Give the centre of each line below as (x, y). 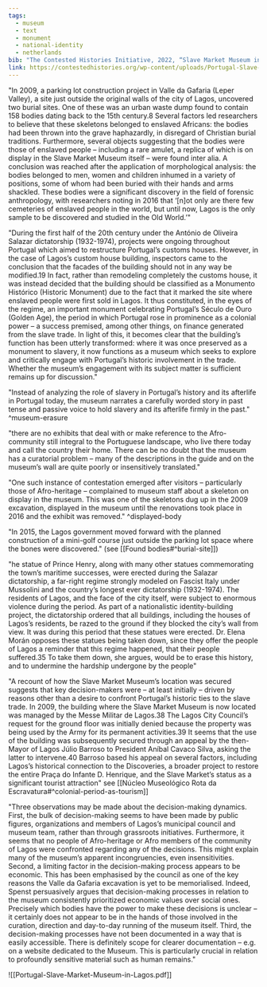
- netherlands (39, 53)
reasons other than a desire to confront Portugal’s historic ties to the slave (129, 698)
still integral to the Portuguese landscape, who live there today (149, 441)
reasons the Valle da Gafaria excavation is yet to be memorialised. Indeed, (130, 883)
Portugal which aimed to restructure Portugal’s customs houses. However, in (133, 250)
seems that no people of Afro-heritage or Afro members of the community (130, 840)
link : (17, 68)
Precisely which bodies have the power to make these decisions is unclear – (133, 908)
